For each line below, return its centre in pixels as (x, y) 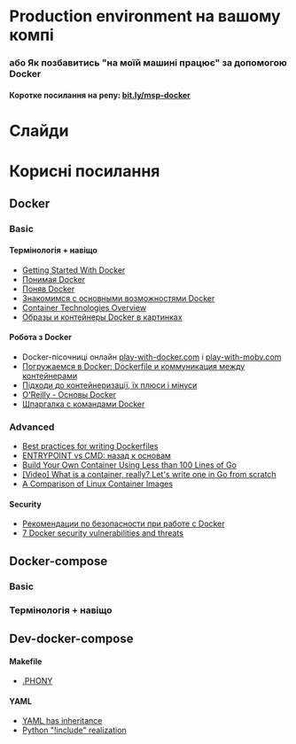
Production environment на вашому (145, 16)
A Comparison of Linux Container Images (97, 484)
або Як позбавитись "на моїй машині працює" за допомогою (148, 63)
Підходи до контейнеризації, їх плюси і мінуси (109, 385)
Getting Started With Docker (74, 270)
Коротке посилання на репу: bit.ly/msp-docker (100, 95)
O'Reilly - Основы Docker (69, 394)
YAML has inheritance (62, 721)
